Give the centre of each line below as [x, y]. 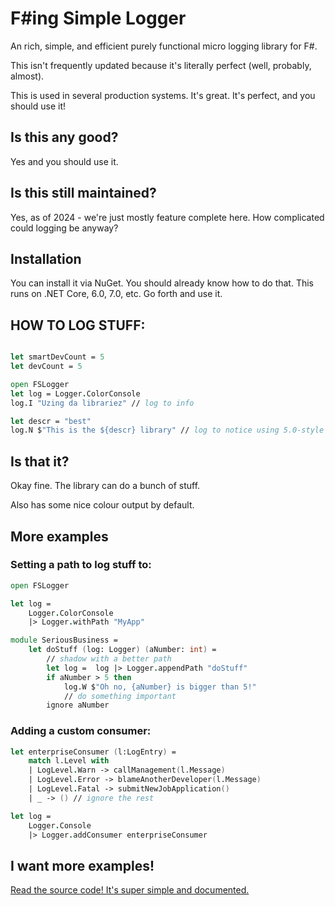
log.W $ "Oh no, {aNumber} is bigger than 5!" [160, 687]
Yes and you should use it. [64, 161]
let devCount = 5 [46, 367]
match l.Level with [69, 761]
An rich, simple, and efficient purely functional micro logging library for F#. [164, 46]
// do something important [120, 696]
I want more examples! [82, 865]
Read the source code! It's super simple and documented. [130, 890]
